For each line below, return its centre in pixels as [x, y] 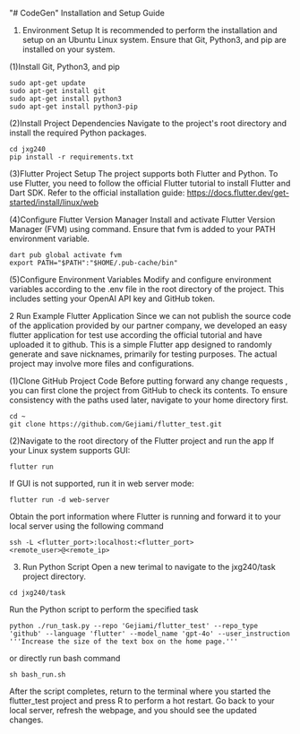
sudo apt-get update [48, 83]
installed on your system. [69, 49]
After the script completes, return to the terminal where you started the [140, 691]
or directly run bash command [65, 658]
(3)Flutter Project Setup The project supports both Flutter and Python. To [144, 173]
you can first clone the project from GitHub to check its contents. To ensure [149, 390]
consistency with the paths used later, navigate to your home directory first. [149, 400]
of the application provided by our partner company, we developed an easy [148, 325]
